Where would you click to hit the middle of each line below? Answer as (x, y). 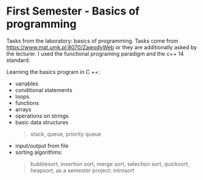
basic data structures (42, 122)
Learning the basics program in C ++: (53, 72)
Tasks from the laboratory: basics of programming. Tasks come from (92, 41)
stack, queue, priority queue (66, 134)
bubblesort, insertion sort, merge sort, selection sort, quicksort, (110, 164)
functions (27, 103)
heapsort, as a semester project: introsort (82, 170)
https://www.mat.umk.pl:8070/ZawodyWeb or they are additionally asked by (102, 47)
